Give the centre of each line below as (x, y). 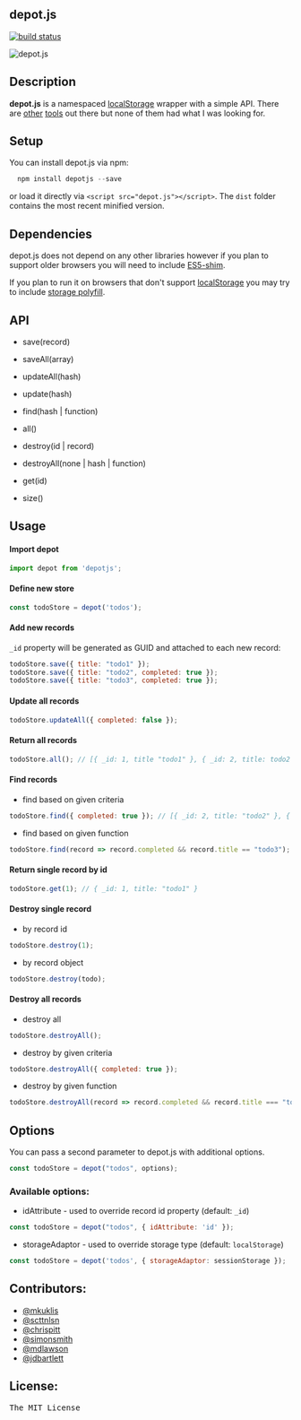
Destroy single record (51, 909)
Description (43, 82)
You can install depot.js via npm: (69, 163)
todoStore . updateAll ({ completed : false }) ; (94, 720)
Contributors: (48, 1289)
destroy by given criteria (67, 1052)
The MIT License (45, 1407)
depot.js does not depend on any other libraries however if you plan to (139, 255)
